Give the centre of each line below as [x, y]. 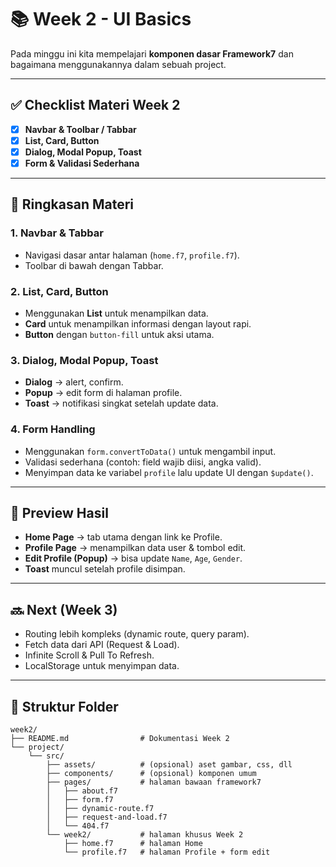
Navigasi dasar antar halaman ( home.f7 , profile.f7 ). [132, 255]
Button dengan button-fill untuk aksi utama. [119, 334]
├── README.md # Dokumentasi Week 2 [120, 739]
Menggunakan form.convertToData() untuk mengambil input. [150, 451]
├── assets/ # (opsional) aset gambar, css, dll [169, 765]
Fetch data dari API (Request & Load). [102, 645]
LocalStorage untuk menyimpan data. [102, 666]
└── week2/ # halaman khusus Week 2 [145, 835]
